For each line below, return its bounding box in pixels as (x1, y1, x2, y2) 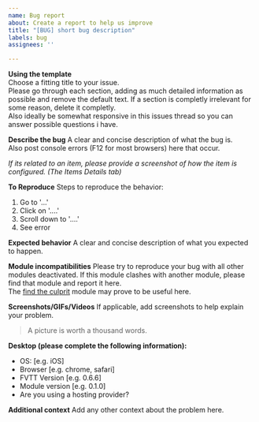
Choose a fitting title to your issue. (8, 78, 120, 88)
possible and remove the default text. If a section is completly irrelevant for (8, 95, 252, 104)
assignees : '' (8, 41, 55, 49)
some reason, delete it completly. (8, 103, 117, 113)
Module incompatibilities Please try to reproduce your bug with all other (8, 262, 244, 271)
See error (19, 222, 51, 233)
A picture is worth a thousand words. (27, 326, 147, 335)
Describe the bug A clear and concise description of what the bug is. (8, 135, 233, 144)
